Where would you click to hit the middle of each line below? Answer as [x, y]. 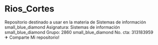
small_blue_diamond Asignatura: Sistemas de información [62, 27]
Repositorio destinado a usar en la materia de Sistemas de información [75, 22]
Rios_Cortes [29, 9]
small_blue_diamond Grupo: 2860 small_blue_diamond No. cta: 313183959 [79, 32]
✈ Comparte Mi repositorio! [32, 37]
